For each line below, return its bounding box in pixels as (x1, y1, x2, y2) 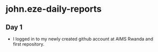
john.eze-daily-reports (5, 3, 102, 15)
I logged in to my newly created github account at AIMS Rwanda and (12, 36, 154, 42)
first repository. (12, 41, 45, 47)
